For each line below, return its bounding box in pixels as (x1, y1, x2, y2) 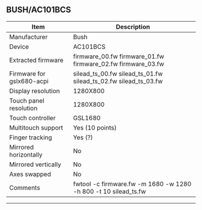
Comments (9, 183, 40, 191)
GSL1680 (73, 113, 101, 122)
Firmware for (9, 69, 46, 77)
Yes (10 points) (73, 123, 117, 131)
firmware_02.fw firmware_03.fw (73, 59, 164, 68)
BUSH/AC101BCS (6, 5, 72, 15)
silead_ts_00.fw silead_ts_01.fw (73, 69, 163, 77)
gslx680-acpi (9, 77, 49, 85)
